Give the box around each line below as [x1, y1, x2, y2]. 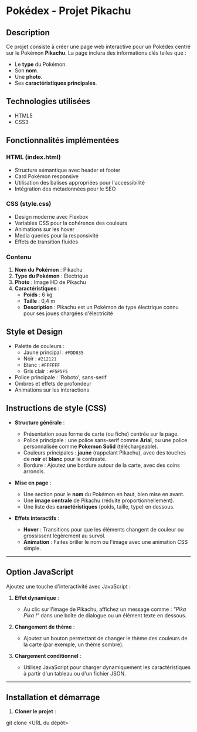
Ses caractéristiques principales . [14, 79, 97, 86]
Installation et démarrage [6, 692, 100, 702]
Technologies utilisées [6, 96, 91, 106]
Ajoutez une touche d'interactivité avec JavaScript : [6, 583, 131, 590]
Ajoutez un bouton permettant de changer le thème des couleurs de [23, 634, 188, 641]
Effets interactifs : [14, 514, 60, 522]
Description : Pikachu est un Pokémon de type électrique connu [23, 304, 179, 311]
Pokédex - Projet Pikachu [6, 4, 131, 18]
